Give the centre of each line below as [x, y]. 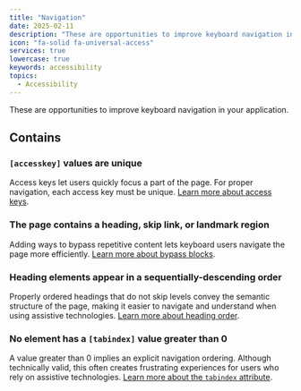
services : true [38, 51]
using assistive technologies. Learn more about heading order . [125, 315]
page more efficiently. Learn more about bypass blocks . [112, 254]
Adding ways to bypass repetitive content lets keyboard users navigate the [147, 244]
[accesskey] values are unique [76, 163]
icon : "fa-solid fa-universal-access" [82, 42]
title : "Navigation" [48, 17]
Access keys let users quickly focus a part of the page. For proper [131, 183]
